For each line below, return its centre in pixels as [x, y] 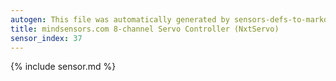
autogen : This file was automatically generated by [120, 19]
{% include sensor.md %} [63, 67]
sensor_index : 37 [46, 38]
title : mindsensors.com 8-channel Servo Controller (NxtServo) [145, 29]
